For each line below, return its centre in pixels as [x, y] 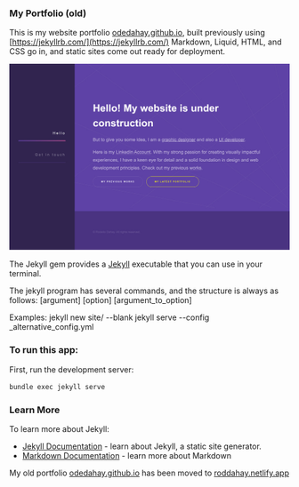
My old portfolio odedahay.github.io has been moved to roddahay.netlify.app [149, 473]
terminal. [25, 274]
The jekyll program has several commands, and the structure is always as [144, 291]
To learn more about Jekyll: [59, 428]
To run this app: [44, 350]
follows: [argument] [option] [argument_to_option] [101, 300]
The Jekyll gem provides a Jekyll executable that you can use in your [136, 264]
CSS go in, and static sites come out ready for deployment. [117, 52]
